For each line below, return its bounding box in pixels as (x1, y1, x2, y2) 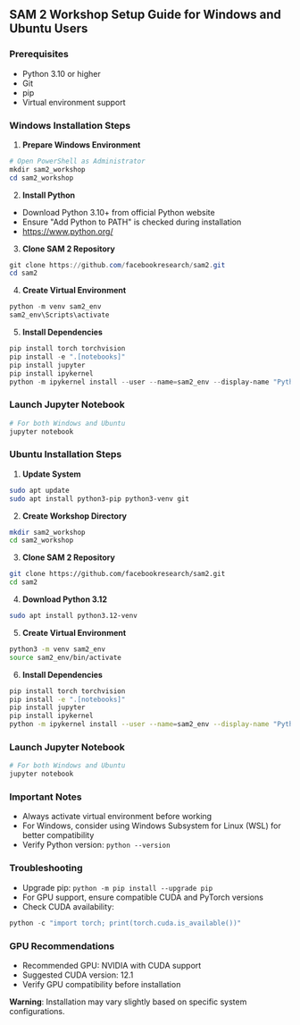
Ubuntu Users (9, 21, 88, 37)
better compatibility (21, 830, 95, 841)
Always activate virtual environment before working (21, 811, 212, 822)
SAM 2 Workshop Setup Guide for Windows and (9, 7, 281, 22)
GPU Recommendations (9, 939, 115, 952)
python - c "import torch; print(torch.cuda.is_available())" (9, 919, 242, 928)
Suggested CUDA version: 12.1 (21, 970, 134, 980)
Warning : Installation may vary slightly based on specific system (9, 996, 247, 1007)
